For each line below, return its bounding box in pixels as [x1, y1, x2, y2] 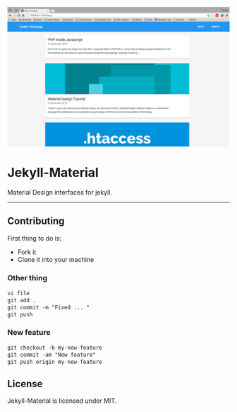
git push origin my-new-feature [7, 358, 102, 366]
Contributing [7, 215, 65, 227]
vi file [7, 290, 30, 297]
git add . [7, 297, 37, 304]
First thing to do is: [7, 234, 62, 242]
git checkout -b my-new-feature [7, 344, 102, 352]
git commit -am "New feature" [7, 351, 97, 359]
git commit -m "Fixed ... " [7, 304, 90, 311]
